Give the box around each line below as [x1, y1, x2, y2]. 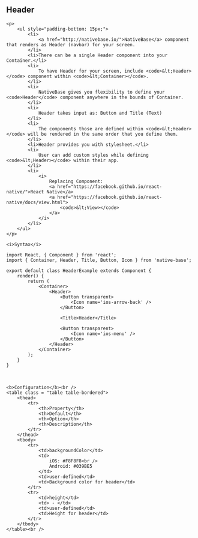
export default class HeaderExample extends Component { [6, 267, 152, 274]
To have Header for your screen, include [38, 68, 144, 74]
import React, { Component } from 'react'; [6, 252, 117, 258]
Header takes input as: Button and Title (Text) [38, 110, 163, 116]
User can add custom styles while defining [38, 152, 149, 158]
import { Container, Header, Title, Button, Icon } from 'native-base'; [6, 257, 192, 263]
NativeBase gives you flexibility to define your [38, 89, 165, 95]
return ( [28, 278, 50, 284]
